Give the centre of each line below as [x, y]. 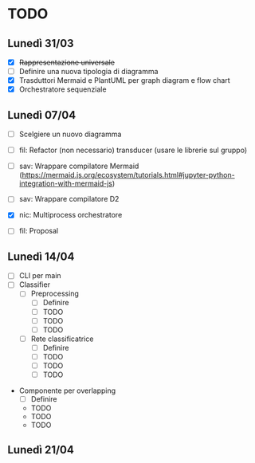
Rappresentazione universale [67, 62]
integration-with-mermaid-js [66, 183]
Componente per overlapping [67, 390]
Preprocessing [55, 294]
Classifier [35, 284]
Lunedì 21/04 [41, 450]
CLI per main [40, 276]
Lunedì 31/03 [41, 43]
